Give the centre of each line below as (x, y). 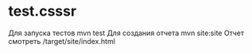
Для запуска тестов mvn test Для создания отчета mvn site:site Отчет (126, 33)
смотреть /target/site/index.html (62, 41)
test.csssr (43, 11)
